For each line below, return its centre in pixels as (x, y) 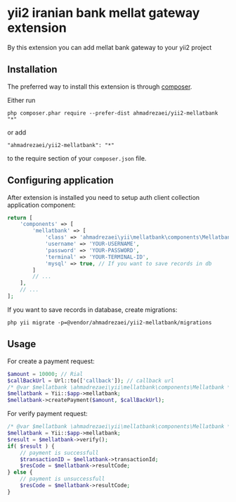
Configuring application (60, 181)
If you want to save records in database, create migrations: (92, 309)
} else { (20, 472)
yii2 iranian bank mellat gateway (104, 13)
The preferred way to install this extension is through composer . (100, 87)
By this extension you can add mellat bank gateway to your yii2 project (110, 47)
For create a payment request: (51, 361)
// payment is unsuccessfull (63, 479)
